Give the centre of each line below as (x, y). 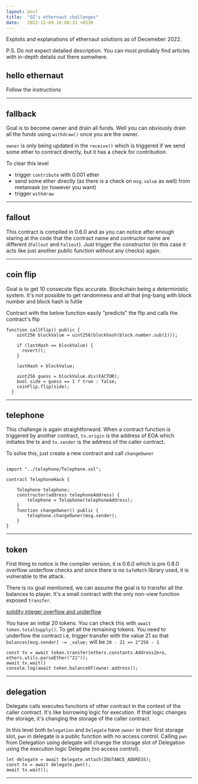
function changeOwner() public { (58, 510)
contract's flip (23, 319)
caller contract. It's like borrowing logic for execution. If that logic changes (96, 712)
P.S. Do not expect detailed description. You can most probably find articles (98, 51)
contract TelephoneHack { (38, 480)
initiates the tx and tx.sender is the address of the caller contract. (86, 442)
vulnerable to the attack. (36, 577)
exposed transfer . (29, 600)
